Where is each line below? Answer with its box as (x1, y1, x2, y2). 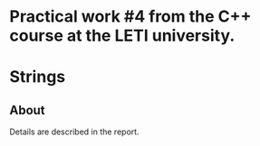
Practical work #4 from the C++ (9, 6, 252, 27)
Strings (9, 67, 66, 87)
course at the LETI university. (9, 25, 236, 46)
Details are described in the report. (9, 126, 140, 137)
